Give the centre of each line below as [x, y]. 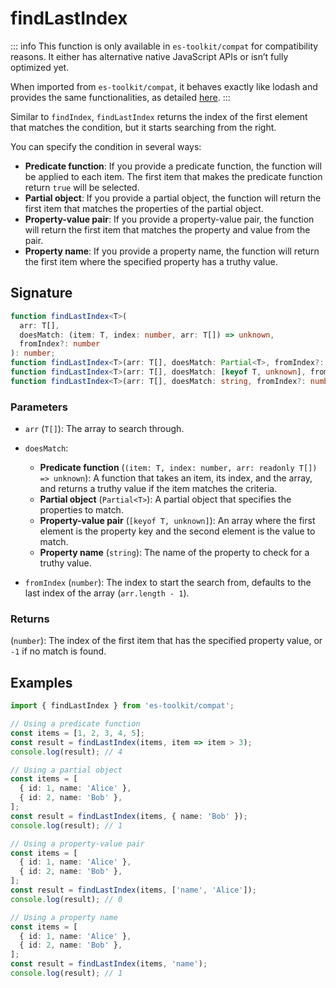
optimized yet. [40, 67]
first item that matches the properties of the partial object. [144, 208]
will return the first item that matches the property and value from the [167, 229]
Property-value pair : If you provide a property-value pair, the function [169, 219]
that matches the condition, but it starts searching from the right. [143, 127]
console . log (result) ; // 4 [66, 752]
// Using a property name [64, 917]
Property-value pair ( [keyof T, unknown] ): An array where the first [177, 521]
